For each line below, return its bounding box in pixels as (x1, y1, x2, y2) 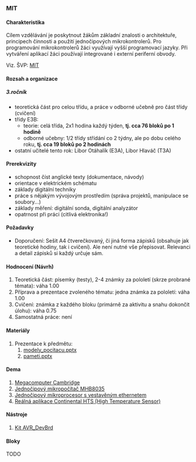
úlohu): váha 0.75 (14, 307, 57, 314)
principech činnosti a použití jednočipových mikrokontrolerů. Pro (6, 38, 162, 45)
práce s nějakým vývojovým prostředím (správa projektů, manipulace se (14, 192, 189, 199)
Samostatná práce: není (14, 314, 72, 321)
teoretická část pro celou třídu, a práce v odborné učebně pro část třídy (14, 103, 188, 110)
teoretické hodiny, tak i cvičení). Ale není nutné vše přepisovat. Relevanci (14, 243, 191, 250)
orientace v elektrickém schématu (14, 179, 97, 186)
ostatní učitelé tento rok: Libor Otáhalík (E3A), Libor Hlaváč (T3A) (14, 147, 171, 154)
